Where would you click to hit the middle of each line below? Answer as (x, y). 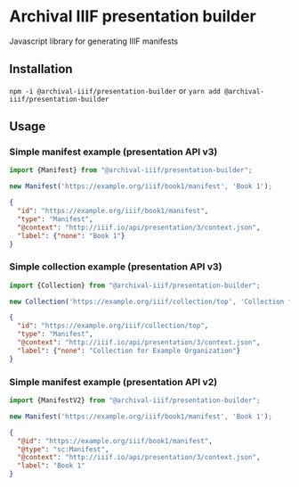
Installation (41, 69)
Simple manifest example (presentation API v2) (113, 382)
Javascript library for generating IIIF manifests (94, 41)
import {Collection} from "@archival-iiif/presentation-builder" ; (135, 285)
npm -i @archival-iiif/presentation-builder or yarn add (115, 90)
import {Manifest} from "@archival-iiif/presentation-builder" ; (131, 170)
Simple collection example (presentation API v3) (116, 267)
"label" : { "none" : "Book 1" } (71, 235)
